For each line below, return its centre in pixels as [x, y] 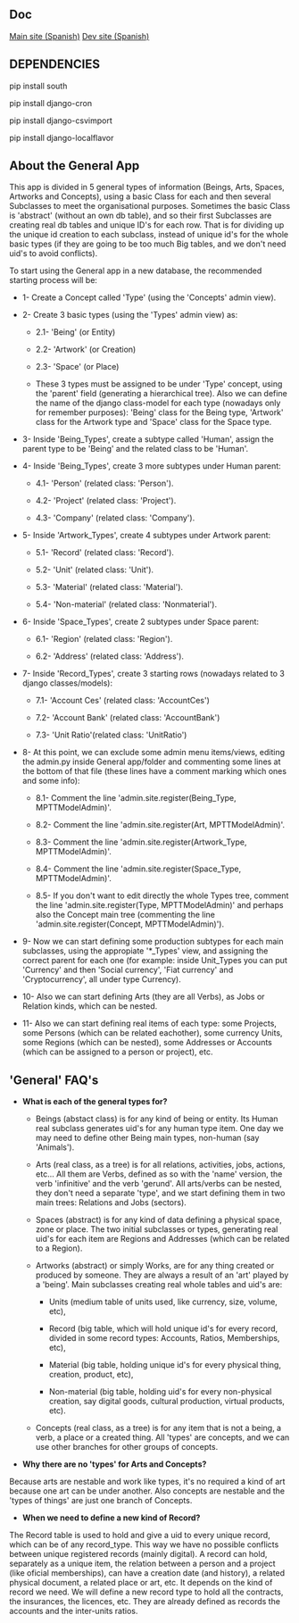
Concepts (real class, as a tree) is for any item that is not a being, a [158, 1428]
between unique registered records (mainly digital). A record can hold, [138, 1554]
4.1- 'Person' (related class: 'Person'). [104, 483]
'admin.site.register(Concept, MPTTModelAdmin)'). [130, 924]
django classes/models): [67, 683]
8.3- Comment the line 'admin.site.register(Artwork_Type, [141, 842]
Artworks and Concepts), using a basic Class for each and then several [140, 196]
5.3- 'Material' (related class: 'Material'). [109, 587]
